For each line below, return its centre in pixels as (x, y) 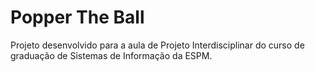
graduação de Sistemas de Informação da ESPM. (111, 55)
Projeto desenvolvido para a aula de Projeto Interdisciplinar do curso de (157, 45)
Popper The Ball (77, 17)
